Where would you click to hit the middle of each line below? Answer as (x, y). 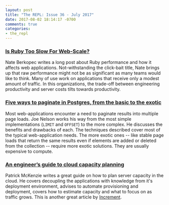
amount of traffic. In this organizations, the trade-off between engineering (82, 84)
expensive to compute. (29, 151)
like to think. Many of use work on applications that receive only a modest (82, 79)
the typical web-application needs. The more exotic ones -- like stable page (84, 135)
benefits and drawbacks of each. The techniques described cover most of (83, 129)
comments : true (21, 24)
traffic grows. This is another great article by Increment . (63, 197)
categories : (18, 29)
